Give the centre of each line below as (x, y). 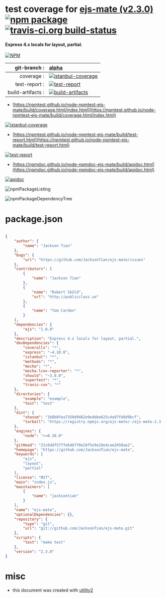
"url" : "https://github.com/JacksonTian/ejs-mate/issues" (84, 260)
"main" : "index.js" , (35, 482)
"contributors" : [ (33, 269)
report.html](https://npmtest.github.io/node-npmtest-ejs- (71, 140)
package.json (34, 219)
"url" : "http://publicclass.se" (65, 297)
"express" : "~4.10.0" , (46, 352)
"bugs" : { (24, 255)
